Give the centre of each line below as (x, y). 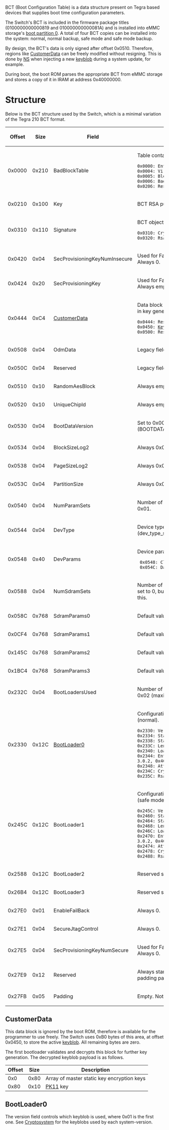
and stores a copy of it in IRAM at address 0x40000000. (64, 79)
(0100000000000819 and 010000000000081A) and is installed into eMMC (82, 28)
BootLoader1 (69, 825)
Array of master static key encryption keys (96, 1078)
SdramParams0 (72, 616)
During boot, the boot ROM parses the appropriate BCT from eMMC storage (84, 74)
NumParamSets (72, 505)
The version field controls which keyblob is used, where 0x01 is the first (79, 1116)
